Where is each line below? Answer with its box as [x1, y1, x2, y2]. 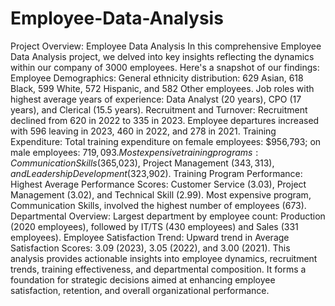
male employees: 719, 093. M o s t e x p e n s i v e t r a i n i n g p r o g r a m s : [10, 146, 259, 158]
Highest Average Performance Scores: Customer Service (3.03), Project [10, 178, 307, 190]
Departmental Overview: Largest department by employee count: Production [10, 210, 326, 222]
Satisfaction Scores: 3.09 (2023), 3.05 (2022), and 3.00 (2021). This [10, 242, 291, 254]
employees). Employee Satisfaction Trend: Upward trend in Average [10, 231, 290, 243]
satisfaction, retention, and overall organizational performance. [10, 284, 270, 296]
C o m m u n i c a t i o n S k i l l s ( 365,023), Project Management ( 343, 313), [10, 157, 275, 169]
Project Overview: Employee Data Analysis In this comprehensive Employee [10, 40, 322, 52]
